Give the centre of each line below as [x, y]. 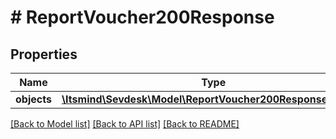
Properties [44, 54]
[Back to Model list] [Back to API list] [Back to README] [125, 124]
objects [33, 99]
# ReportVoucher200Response [142, 17]
